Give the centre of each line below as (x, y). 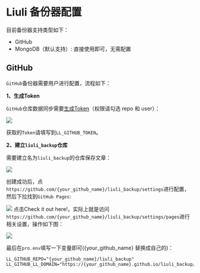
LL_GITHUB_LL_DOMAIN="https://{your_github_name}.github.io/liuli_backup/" (102, 264)
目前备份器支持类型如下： (37, 30)
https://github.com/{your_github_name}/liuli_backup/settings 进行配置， (98, 189)
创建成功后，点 (24, 181)
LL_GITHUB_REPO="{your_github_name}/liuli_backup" (70, 259)
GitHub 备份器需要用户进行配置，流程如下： (59, 83)
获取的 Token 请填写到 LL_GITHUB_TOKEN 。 (54, 132)
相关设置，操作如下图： (35, 224)
